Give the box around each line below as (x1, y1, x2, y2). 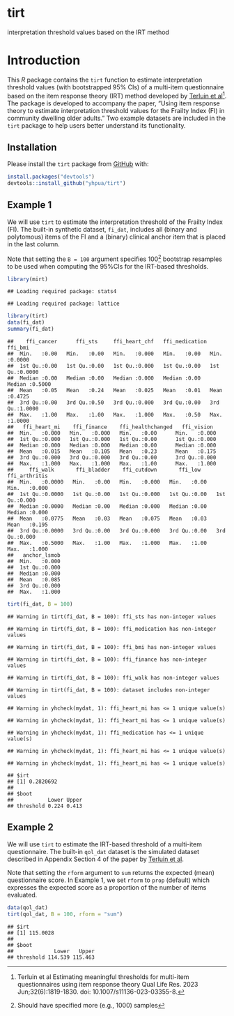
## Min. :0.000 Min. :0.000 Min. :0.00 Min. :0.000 (7, 430, 217, 437)
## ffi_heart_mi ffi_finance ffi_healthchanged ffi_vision (7, 424, 214, 431)
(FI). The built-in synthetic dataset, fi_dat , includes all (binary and (7, 225, 197, 233)
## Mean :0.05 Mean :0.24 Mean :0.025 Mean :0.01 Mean (7, 387, 223, 394)
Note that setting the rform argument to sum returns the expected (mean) (7, 868, 214, 876)
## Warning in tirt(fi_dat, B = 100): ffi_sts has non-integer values (7, 613, 217, 620)
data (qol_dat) (7, 904, 49, 911)
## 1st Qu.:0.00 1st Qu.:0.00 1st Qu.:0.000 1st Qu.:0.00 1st (7, 363, 219, 370)
